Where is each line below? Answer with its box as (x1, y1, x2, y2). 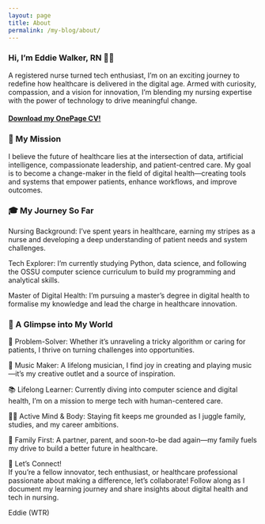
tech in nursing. (8, 492, 59, 503)
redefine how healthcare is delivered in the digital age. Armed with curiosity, (8, 78, 257, 88)
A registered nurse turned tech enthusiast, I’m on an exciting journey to (8, 70, 240, 80)
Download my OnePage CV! (8, 114, 101, 123)
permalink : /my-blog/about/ (8, 26, 101, 34)
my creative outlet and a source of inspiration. (25, 369, 176, 378)
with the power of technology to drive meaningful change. (8, 96, 198, 105)
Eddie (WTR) (8, 508, 50, 518)
